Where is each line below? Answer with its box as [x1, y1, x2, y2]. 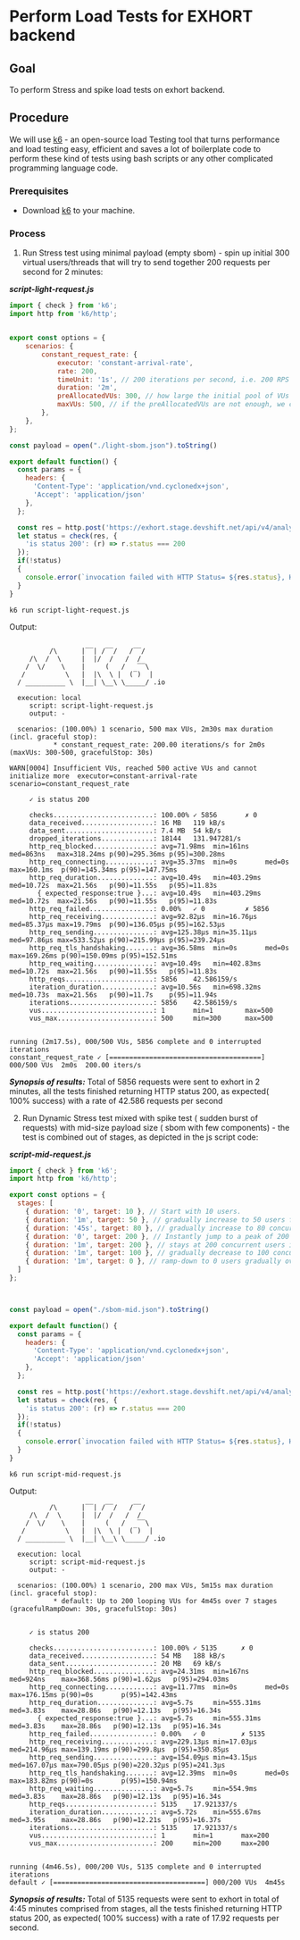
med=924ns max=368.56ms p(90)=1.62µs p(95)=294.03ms [9, 1675, 229, 1684]
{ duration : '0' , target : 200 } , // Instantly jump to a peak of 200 [25, 1232, 290, 1241]
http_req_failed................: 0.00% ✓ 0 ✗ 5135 [29, 1729, 266, 1738]
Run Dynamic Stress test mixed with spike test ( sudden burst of [21, 1112, 259, 1123]
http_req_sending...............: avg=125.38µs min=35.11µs [29, 927, 257, 937]
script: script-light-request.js [29, 701, 154, 710]
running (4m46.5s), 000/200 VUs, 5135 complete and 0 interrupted [9, 1862, 262, 1871]
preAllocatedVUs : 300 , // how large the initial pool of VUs [56, 391, 290, 401]
